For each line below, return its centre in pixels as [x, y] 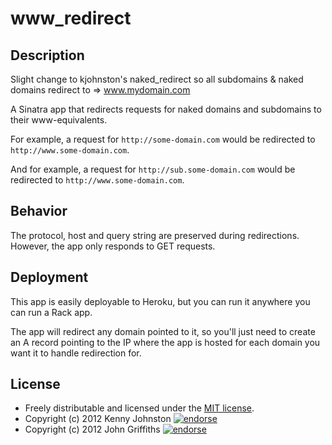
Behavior [39, 211]
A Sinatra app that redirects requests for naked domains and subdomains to [166, 109]
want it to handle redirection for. [76, 353]
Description [47, 55]
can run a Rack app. [51, 312]
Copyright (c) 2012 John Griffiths [92, 429]
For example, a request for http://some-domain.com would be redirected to [163, 139]
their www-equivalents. [59, 120]
